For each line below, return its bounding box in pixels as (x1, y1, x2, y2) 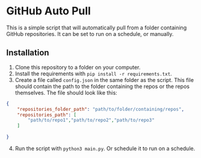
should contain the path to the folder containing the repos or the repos (14, 83, 190, 90)
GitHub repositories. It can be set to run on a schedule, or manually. (6, 30, 174, 37)
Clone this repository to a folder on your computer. (14, 63, 141, 71)
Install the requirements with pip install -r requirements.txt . (14, 70, 173, 77)
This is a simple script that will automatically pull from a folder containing (6, 24, 187, 31)
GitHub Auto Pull (6, 4, 91, 18)
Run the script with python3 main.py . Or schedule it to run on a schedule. (14, 145, 196, 152)
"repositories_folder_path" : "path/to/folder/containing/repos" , (17, 106, 185, 112)
